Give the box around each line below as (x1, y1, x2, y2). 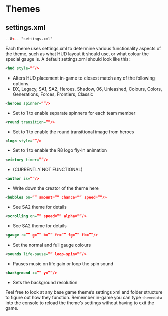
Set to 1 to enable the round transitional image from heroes (12, 129, 134, 135)
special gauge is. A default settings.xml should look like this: (5, 56, 130, 62)
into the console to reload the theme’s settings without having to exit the (5, 300, 154, 306)
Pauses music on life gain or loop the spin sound (12, 260, 114, 267)
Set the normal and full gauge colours (12, 242, 91, 248)
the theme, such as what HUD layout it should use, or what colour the (5, 51, 149, 57)
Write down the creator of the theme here (12, 185, 99, 191)
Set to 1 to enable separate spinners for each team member (12, 110, 136, 116)
